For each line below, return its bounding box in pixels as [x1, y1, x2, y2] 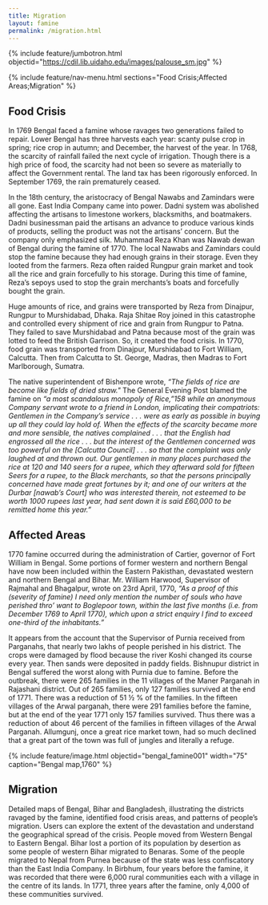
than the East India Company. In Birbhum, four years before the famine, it [8, 863, 249, 873]
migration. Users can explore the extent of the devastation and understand [8, 821, 254, 830]
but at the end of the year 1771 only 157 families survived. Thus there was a [8, 710, 256, 719]
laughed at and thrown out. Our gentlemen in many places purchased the [8, 454, 251, 464]
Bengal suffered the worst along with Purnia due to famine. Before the [8, 668, 238, 676]
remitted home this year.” [8, 505, 92, 514]
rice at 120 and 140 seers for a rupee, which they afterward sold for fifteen [8, 462, 254, 472]
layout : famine [8, 19, 59, 27]
